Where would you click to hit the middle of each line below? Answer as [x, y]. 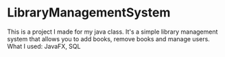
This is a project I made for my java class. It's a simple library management [113, 32]
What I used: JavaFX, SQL [44, 46]
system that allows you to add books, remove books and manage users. [109, 38]
